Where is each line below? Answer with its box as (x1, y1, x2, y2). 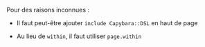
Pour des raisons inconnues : (6, 6, 90, 14)
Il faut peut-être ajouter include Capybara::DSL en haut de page (16, 19, 198, 27)
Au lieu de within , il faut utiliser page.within (16, 32, 142, 40)
